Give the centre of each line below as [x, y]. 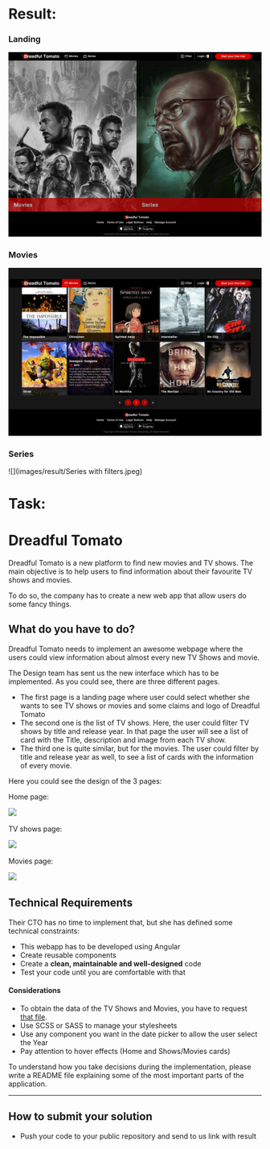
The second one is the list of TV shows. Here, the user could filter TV [134, 723]
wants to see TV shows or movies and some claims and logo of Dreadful [140, 706]
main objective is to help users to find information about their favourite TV [131, 571]
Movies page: [31, 861]
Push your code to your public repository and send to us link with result [138, 1136]
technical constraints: [44, 931]
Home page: [29, 797]
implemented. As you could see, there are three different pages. [114, 682]
